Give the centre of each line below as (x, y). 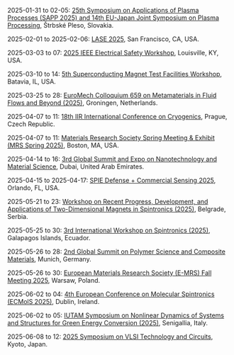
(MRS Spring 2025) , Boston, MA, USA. (63, 145)
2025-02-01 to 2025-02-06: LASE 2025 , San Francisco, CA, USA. (104, 39)
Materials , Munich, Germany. (49, 259)
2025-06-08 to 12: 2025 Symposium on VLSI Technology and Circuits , (110, 337)
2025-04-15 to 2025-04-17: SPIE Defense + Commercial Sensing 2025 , (112, 180)
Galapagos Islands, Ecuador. (49, 238)
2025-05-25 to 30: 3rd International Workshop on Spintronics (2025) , (109, 230)
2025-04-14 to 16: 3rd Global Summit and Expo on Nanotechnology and (112, 159)
